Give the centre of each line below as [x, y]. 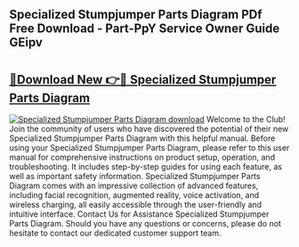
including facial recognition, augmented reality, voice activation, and [134, 195]
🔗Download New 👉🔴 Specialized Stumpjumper [143, 79]
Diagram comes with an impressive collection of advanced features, [134, 185]
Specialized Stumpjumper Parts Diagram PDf [136, 15]
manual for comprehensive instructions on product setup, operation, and [142, 157]
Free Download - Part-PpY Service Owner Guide [145, 29]
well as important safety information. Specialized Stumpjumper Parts [135, 176]
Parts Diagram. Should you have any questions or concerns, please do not [145, 223]
